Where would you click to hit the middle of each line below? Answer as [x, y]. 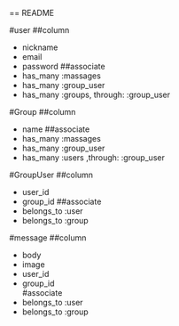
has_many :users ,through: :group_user [93, 158]
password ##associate [63, 66]
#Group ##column [43, 112]
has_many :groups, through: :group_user [96, 94]
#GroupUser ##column [51, 175]
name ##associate [56, 129]
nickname [40, 47]
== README [32, 13]
